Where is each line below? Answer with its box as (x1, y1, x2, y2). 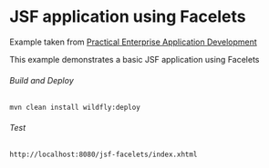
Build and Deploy (9, 74, 75, 85)
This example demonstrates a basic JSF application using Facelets (9, 54, 260, 64)
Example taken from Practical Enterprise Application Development (9, 36, 257, 47)
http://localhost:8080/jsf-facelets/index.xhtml (9, 150, 198, 160)
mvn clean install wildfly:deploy (9, 103, 141, 113)
